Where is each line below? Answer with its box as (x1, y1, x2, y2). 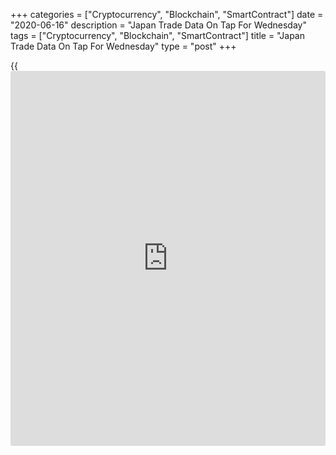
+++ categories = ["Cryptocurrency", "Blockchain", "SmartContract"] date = (10, 9, 324, 20)
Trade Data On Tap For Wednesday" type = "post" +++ (10, 40, 237, 52)
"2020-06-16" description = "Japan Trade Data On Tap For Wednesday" (10, 19, 307, 31)
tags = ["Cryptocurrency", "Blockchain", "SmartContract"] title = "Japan (10, 30, 305, 41)
